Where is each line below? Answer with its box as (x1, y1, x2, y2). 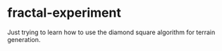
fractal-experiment (7, 5, 121, 21)
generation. (7, 35, 41, 43)
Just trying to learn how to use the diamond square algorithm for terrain (7, 28, 216, 36)
